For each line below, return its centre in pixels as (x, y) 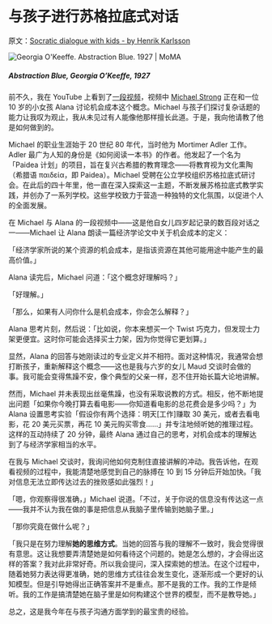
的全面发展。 (30, 205)
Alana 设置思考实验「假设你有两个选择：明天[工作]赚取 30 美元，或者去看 (131, 413)
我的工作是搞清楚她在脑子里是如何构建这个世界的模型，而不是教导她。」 (141, 594)
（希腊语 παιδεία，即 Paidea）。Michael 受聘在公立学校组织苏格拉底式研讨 (132, 174)
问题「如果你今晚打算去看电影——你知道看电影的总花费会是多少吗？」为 (136, 404)
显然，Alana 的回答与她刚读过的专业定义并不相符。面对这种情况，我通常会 (132, 356)
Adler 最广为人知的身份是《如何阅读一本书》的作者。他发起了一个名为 (125, 154)
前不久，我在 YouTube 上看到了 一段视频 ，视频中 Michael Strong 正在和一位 (134, 96)
